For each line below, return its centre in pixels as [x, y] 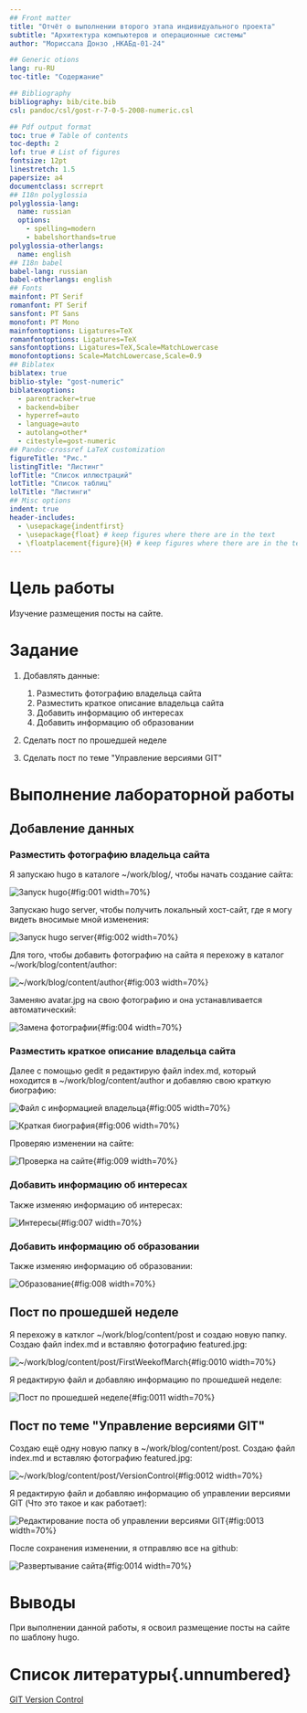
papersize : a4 [37, 178]
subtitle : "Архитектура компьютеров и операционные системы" [128, 35]
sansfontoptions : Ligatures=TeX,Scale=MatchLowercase [114, 348]
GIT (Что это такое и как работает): [79, 1503]
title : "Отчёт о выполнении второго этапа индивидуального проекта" [143, 26]
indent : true [34, 509]
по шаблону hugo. [45, 1637]
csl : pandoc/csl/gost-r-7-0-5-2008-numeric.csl [102, 111]
